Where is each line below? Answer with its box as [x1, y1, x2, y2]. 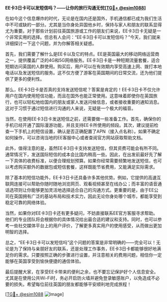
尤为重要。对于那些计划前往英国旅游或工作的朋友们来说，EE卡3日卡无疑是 [5, 28, 157, 34]
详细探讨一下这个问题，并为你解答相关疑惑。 [5, 40, 97, 46]
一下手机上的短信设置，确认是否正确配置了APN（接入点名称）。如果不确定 [9, 128, 161, 134]
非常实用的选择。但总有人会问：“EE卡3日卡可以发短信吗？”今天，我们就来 [9, 34, 161, 40]
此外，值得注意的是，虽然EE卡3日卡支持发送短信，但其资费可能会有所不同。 [5, 145, 162, 151]
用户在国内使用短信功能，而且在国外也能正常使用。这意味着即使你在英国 [5, 93, 153, 99]
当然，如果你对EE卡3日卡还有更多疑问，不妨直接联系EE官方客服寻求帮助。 [5, 210, 158, 216]
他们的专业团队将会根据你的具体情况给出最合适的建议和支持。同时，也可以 [5, 217, 158, 222]
